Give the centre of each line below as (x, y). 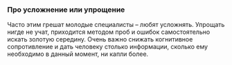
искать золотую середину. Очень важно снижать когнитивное (100, 39)
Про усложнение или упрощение (66, 10)
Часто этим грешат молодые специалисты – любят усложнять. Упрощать (116, 25)
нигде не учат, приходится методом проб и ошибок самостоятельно (109, 32)
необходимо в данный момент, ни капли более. (78, 54)
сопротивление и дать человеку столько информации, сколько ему (108, 47)
